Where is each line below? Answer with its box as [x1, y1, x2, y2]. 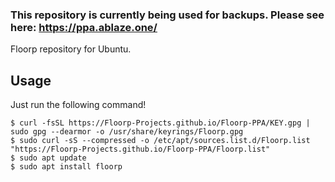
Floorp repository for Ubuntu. [10, 43, 132, 55]
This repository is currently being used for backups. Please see [10, 8, 325, 22]
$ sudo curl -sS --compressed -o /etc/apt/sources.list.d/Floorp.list [10, 136, 311, 146]
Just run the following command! [10, 99, 147, 111]
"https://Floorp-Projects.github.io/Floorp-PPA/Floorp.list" [10, 144, 271, 155]
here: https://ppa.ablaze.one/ [10, 20, 158, 34]
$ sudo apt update [10, 153, 87, 163]
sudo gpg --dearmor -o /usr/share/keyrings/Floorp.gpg [10, 127, 244, 137]
